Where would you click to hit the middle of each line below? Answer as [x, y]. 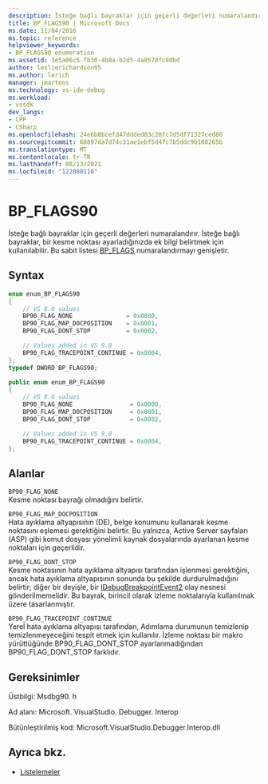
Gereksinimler [44, 677]
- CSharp [23, 127]
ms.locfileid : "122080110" [53, 172]
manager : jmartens [39, 82]
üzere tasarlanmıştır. [42, 604]
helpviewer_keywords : [44, 46]
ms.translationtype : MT [48, 149]
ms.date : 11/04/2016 [43, 30]
